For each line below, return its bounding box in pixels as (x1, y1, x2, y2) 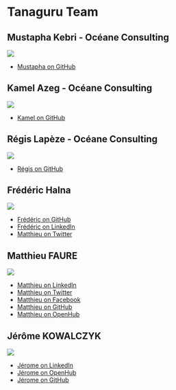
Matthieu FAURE (7, 250, 77, 262)
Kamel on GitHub (16, 113, 66, 122)
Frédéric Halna (7, 185, 71, 196)
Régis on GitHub (16, 164, 64, 172)
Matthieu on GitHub (16, 303, 73, 311)
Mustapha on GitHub (16, 62, 76, 71)
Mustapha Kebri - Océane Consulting (7, 32, 170, 43)
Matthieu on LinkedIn (16, 281, 77, 289)
